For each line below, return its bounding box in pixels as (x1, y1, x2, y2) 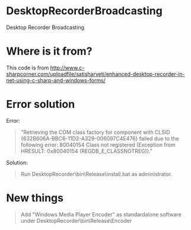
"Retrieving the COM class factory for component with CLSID (20, 129, 170, 136)
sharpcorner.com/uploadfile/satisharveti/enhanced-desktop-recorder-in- (6, 70, 185, 78)
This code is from (6, 64, 49, 71)
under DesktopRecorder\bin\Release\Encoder (20, 217, 132, 224)
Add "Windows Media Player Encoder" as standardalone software (20, 210, 182, 218)
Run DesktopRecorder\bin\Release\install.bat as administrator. (20, 170, 173, 177)
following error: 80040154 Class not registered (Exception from (20, 141, 176, 148)
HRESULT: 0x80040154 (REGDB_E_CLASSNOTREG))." (20, 147, 153, 155)
